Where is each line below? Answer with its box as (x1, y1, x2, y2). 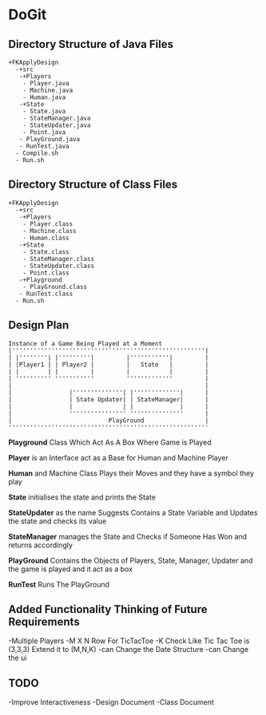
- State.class (22, 247, 69, 256)
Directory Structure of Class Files (8, 178, 178, 192)
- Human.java (22, 93, 66, 101)
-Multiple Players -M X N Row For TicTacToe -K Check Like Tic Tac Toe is (8, 636, 250, 646)
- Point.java (22, 128, 66, 136)
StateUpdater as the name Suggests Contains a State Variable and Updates (8, 508, 258, 517)
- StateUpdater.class (22, 262, 94, 270)
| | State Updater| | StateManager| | (8, 395, 209, 404)
